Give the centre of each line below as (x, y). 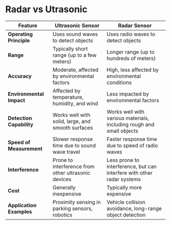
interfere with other (130, 173)
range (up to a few (75, 55)
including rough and (131, 124)
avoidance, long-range (134, 208)
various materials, (128, 118)
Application (22, 205)
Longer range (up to (131, 52)
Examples (20, 211)
